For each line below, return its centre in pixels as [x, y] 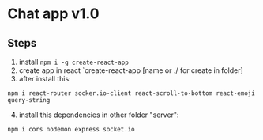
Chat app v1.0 [53, 14]
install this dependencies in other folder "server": [99, 115]
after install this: [45, 79]
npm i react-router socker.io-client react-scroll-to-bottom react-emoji [131, 93]
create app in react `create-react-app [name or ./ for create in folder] [131, 70]
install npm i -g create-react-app [74, 62]
